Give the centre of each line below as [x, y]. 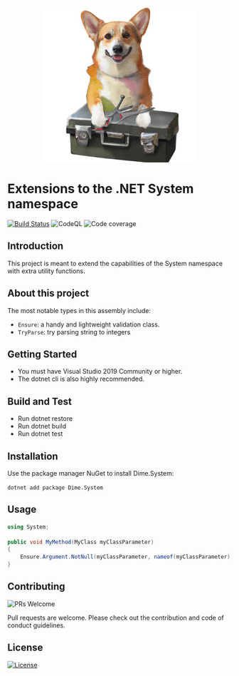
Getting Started [42, 354]
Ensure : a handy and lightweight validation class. [89, 324]
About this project [48, 293]
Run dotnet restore [45, 419]
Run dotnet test [40, 434]
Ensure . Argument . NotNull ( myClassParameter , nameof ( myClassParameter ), [127, 557]
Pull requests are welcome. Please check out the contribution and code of [116, 618]
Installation [33, 456]
